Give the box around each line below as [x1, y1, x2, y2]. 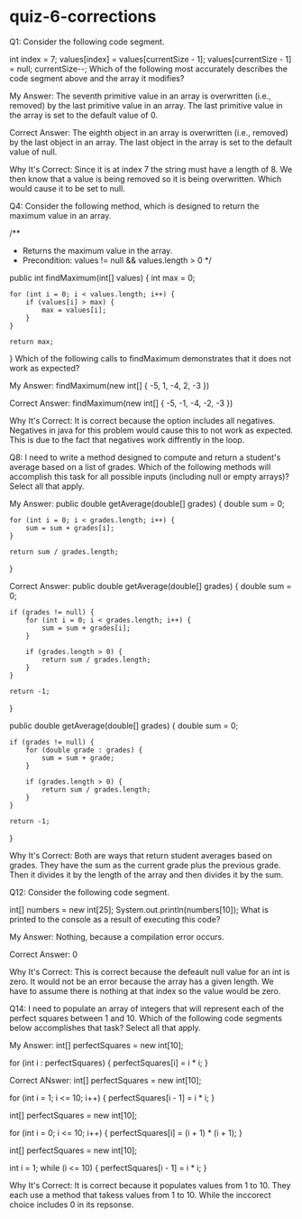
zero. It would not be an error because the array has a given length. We [9, 976, 274, 987]
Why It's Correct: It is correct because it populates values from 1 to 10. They [9, 1179, 291, 1190]
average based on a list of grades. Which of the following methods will [9, 461, 271, 472]
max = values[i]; [41, 305, 106, 314]
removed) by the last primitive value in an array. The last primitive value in [9, 99, 283, 110]
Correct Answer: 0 [9, 949, 78, 960]
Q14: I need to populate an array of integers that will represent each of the [9, 1003, 284, 1014]
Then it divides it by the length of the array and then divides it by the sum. [9, 869, 284, 880]
